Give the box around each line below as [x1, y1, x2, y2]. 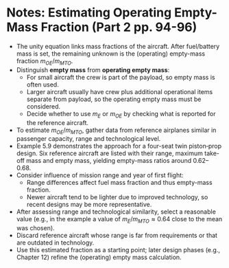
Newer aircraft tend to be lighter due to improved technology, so [26, 193, 208, 201]
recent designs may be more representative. [26, 201, 152, 209]
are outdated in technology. [16, 238, 95, 247]
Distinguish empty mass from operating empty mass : [16, 65, 170, 74]
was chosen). [16, 224, 56, 232]
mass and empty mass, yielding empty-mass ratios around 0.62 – [25, 157, 209, 165]
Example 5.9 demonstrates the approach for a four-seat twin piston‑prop [16, 142, 222, 150]
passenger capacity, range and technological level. [16, 135, 161, 143]
